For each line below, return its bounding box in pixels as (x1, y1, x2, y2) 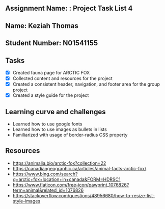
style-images (12, 198, 41, 204)
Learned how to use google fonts (12, 121, 82, 127)
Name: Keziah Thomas (5, 21, 79, 30)
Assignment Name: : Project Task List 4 (5, 4, 133, 13)
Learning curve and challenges (5, 107, 106, 116)
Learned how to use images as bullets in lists (12, 126, 107, 133)
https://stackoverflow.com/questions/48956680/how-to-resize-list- (12, 192, 155, 198)
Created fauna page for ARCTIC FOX (12, 69, 90, 75)
